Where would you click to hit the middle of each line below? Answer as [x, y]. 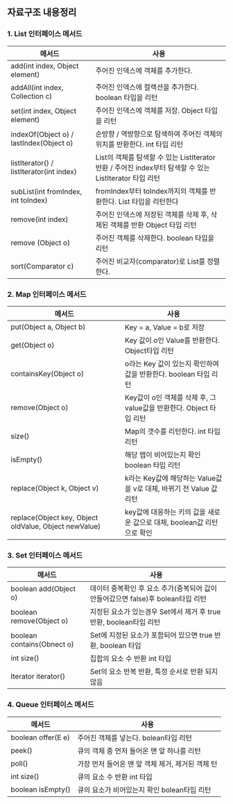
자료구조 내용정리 [42, 12]
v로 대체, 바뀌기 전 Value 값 [175, 488]
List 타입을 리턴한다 [148, 201]
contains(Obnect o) [42, 644]
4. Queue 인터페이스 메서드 [51, 705]
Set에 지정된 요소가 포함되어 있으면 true [151, 635]
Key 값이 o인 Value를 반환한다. [172, 340]
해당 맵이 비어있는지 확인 [163, 454]
